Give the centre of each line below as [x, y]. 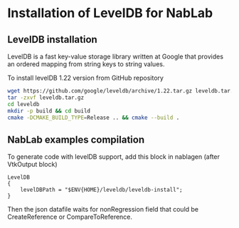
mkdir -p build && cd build [49, 111]
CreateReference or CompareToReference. [70, 217]
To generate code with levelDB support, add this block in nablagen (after [114, 157]
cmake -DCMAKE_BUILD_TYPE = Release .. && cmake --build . [94, 118]
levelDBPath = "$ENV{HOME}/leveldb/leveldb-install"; [101, 190]
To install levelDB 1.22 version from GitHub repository [85, 78]
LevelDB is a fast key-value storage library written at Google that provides [116, 56]
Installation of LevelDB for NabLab [110, 13]
